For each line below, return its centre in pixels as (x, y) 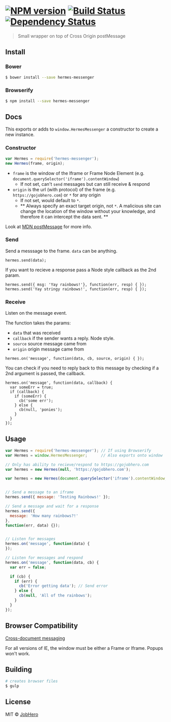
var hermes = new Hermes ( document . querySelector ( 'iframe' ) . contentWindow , (86, 478)
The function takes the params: (38, 323)
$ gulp (12, 686)
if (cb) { (20, 576)
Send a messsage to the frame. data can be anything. (61, 251)
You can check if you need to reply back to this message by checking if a (82, 368)
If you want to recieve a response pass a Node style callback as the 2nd (81, 270)
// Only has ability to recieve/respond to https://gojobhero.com (77, 465)
